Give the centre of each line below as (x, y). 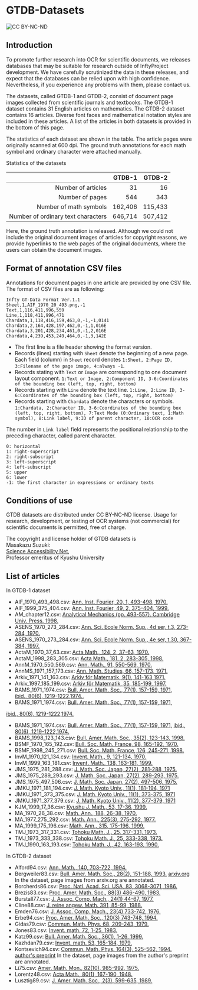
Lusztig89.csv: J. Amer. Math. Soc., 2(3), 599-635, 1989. (83, 981)
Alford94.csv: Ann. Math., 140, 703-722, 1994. (70, 868)
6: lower (17, 477)
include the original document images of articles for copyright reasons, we (97, 237)
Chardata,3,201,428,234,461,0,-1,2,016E (57, 331)
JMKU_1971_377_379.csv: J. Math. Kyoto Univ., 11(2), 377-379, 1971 (95, 801)
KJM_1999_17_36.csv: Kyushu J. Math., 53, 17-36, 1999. (81, 807)
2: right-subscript (30, 457)
